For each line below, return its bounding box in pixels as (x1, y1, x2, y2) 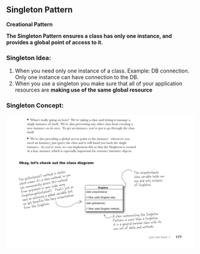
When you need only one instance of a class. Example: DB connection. (14, 67, 190, 74)
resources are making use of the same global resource (14, 86, 153, 93)
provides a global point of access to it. (6, 38, 104, 46)
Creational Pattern (6, 20, 53, 28)
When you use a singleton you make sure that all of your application (14, 80, 183, 87)
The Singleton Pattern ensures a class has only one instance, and (6, 32, 172, 40)
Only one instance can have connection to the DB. (14, 74, 139, 81)
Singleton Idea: (6, 53, 51, 62)
